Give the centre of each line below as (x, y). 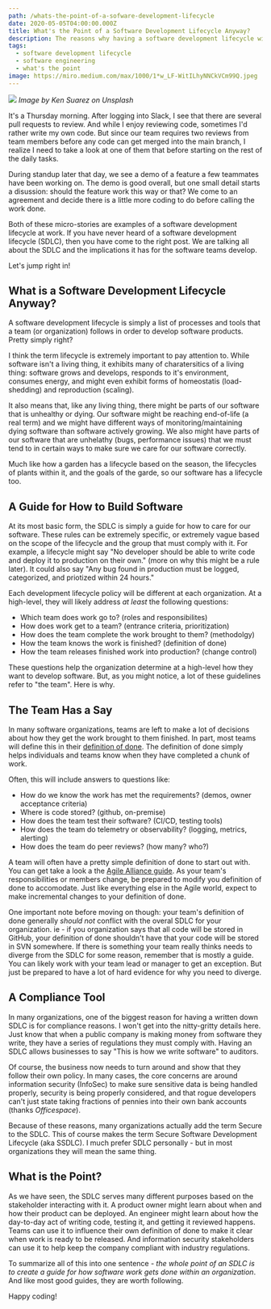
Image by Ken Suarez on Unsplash (76, 100)
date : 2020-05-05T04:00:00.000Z (63, 23)
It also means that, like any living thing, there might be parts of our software (134, 405)
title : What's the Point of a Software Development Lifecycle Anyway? (129, 31)
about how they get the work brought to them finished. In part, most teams (132, 738)
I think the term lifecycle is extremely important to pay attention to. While (129, 355)
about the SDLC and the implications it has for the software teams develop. (133, 250)
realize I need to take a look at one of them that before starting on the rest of (135, 149)
